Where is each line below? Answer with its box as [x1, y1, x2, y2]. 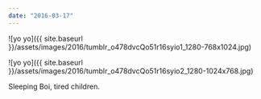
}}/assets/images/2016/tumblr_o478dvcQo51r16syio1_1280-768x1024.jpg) [8, 42, 252, 52]
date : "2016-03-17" [8, 11, 74, 20]
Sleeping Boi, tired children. [8, 81, 101, 91]
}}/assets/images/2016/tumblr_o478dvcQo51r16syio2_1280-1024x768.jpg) [8, 65, 254, 76]
